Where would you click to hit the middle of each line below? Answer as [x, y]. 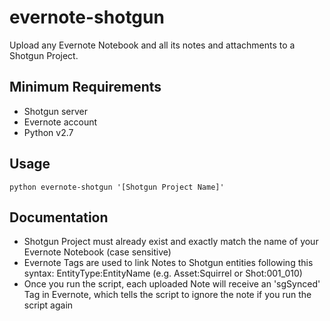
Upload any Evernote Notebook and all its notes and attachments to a [152, 45]
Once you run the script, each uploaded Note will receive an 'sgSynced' [172, 284]
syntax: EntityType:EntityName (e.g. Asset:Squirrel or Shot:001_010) [163, 273]
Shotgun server [56, 111]
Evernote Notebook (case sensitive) [97, 252]
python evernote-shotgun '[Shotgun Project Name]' [117, 187]
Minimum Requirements [85, 87]
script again [48, 305]
